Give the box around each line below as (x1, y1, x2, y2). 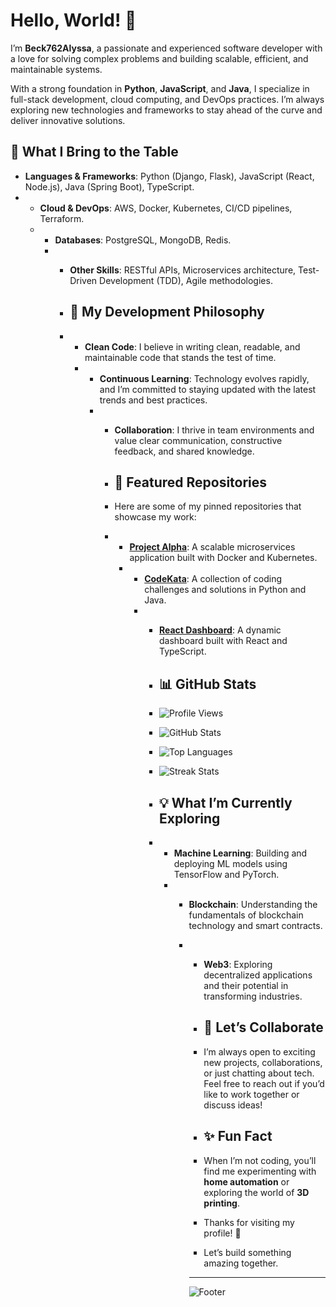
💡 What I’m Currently (158, 794, 293, 811)
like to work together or (203, 1088, 300, 1100)
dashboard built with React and (158, 635, 288, 647)
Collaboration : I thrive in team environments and (114, 424, 315, 436)
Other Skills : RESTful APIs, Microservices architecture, (69, 264, 297, 276)
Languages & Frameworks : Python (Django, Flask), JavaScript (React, (24, 170, 315, 182)
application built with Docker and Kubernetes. (129, 552, 318, 564)
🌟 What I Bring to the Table (10, 144, 179, 161)
